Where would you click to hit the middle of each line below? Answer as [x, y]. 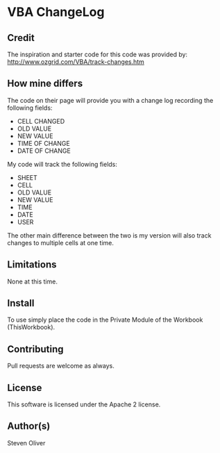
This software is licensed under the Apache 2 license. [84, 404]
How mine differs [45, 84]
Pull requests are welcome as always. [61, 366]
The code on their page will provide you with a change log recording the [110, 100]
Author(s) [29, 426]
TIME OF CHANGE [44, 143]
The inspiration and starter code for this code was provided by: [98, 54]
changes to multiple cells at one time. [61, 242]
